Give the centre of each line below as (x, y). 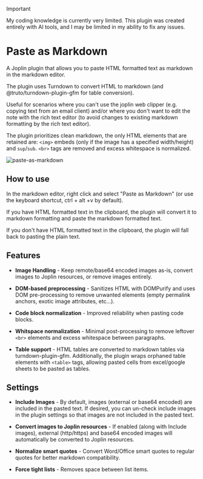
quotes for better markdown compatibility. (67, 458)
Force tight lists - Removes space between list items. (82, 469)
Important (18, 9)
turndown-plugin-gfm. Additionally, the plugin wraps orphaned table (100, 355)
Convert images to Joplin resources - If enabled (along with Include (101, 427)
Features (23, 256)
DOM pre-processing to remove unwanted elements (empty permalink (103, 295)
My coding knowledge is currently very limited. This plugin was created (95, 20)
